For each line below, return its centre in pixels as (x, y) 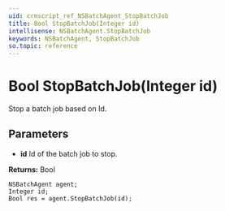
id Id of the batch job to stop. (69, 153)
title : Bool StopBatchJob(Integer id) (74, 24)
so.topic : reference (43, 46)
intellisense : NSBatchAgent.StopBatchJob (80, 31)
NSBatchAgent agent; (43, 184)
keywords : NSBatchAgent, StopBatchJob (74, 39)
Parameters (39, 134)
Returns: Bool (32, 169)
